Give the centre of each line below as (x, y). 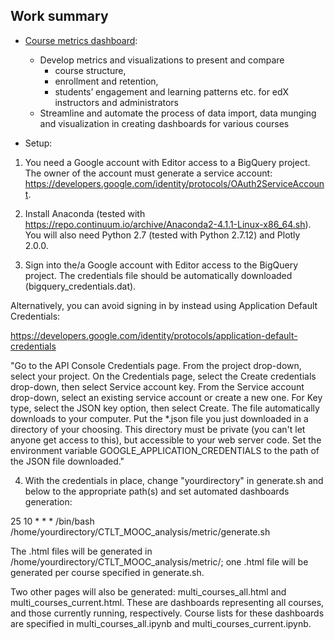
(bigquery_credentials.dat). (80, 286)
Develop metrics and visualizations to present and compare (162, 60)
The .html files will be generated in (81, 551)
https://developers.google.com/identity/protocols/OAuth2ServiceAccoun (174, 183)
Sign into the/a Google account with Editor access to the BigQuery (161, 265)
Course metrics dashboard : (81, 40)
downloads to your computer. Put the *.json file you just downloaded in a (159, 418)
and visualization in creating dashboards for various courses (164, 123)
